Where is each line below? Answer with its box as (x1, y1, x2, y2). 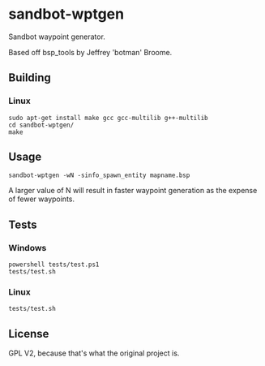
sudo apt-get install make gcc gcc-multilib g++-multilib (8, 114, 208, 122)
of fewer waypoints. (8, 194, 75, 204)
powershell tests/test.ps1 (8, 261, 100, 269)
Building (8, 71, 51, 85)
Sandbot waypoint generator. (8, 32, 105, 41)
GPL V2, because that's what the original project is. (8, 348, 180, 358)
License (8, 326, 49, 341)
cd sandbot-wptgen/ (8, 121, 75, 129)
